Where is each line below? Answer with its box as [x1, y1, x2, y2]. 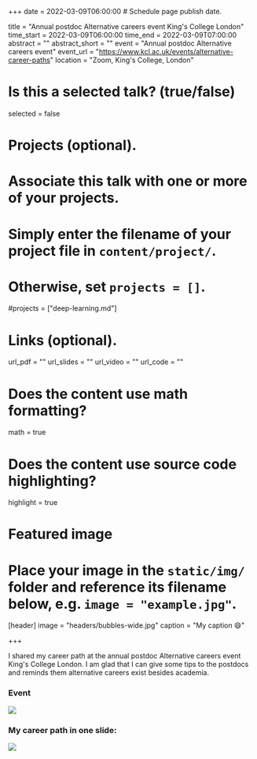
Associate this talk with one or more [8, 172, 248, 190]
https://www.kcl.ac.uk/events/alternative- [98, 47, 233, 56]
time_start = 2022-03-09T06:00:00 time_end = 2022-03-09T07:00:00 [8, 31, 237, 39]
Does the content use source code [8, 455, 237, 473]
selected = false [8, 109, 61, 118]
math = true [8, 428, 46, 437]
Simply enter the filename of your [8, 225, 232, 243]
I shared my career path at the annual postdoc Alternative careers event [8, 651, 241, 661]
